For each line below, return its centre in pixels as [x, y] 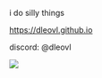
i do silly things [37, 13]
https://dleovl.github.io [51, 30]
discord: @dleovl [40, 47]
